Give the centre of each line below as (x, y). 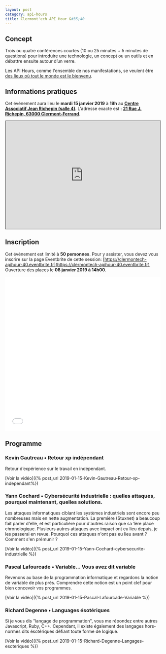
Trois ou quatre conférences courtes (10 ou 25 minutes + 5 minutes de (77, 51)
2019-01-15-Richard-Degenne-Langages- (102, 641)
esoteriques (17, 646)
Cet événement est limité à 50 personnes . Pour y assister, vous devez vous (82, 254)
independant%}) (22, 483)
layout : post (18, 10)
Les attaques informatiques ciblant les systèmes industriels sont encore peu (83, 513)
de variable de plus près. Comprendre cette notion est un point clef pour (79, 583)
